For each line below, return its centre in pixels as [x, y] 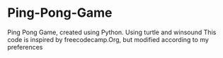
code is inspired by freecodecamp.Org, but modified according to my [108, 39]
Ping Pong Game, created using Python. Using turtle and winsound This [112, 32]
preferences [25, 47]
